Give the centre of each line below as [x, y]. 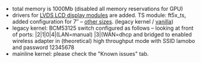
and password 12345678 [43, 47]
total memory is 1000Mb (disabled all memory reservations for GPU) [97, 9]
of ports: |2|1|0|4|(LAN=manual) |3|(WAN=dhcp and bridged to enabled [102, 35]
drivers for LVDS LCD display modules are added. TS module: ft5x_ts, [99, 15]
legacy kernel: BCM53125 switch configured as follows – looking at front [103, 28]
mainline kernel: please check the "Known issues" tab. [80, 54]
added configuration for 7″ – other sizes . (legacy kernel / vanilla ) [93, 22]
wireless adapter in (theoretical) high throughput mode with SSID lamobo [104, 41]
